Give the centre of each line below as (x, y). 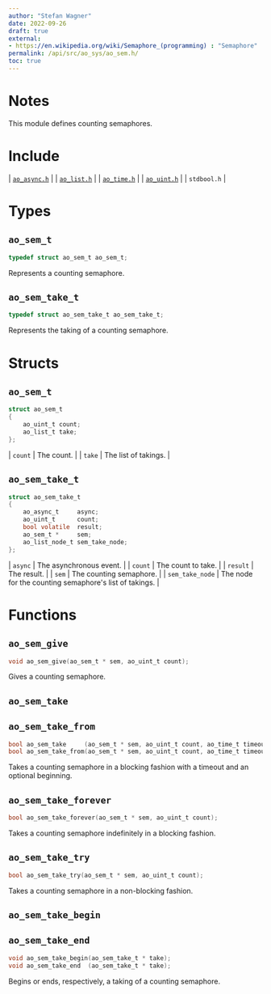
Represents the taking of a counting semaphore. (88, 330)
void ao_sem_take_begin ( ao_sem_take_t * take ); (90, 958)
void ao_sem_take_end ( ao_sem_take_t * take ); (90, 966)
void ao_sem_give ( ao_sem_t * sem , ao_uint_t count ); (99, 661)
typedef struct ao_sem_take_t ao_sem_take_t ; (86, 315)
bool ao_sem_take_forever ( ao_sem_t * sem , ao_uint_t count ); (113, 818)
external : (25, 38)
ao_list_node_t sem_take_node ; (75, 542)
